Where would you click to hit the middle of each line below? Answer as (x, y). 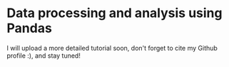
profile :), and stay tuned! (44, 56)
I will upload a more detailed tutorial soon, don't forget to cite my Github (112, 48)
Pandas (30, 28)
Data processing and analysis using (114, 13)
